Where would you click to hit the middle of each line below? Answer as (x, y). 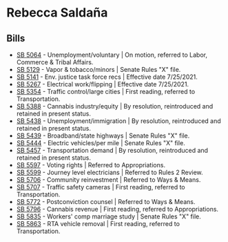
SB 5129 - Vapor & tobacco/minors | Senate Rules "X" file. (99, 69)
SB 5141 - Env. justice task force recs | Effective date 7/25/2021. (107, 77)
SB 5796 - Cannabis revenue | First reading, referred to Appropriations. (117, 209)
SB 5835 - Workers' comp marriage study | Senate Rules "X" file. (108, 216)
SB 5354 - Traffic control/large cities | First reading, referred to (106, 92)
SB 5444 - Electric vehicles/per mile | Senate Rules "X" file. (101, 143)
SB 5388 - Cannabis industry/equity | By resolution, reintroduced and (115, 106)
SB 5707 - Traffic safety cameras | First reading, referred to (101, 187)
